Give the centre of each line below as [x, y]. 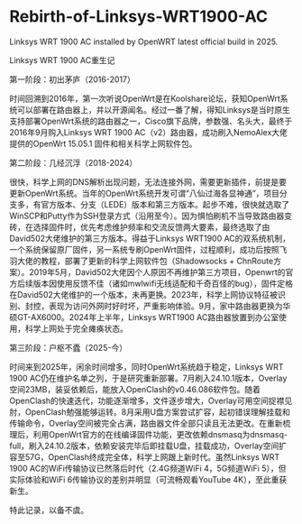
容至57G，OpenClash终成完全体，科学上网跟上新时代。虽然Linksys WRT [145, 456]
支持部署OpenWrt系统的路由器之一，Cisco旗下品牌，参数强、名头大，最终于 [151, 121]
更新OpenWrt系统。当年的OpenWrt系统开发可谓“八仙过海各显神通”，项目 [145, 193]
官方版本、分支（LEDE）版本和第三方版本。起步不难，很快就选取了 [165, 204]
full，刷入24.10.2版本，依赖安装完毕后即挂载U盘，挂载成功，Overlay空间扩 [148, 446]
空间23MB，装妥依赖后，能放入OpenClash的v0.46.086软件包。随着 [135, 389]
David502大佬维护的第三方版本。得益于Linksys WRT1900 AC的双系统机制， [150, 238]
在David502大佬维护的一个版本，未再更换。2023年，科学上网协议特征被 [143, 294]
